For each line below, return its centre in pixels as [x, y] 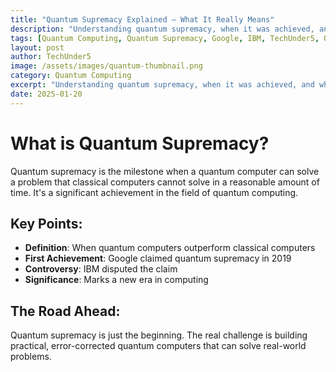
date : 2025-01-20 [46, 94]
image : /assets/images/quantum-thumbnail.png [106, 66]
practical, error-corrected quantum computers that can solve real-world [158, 346]
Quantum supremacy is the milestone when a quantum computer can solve [165, 171]
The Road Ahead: [65, 311]
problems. [31, 357]
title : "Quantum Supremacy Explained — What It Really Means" [142, 19]
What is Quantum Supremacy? [140, 143]
